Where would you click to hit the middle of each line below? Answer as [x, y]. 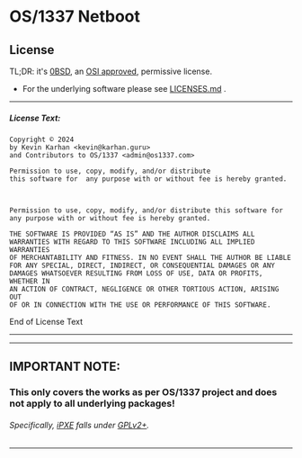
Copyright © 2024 [42, 139]
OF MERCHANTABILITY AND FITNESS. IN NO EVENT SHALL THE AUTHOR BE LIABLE [151, 257]
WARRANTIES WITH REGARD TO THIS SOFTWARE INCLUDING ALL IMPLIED [132, 242]
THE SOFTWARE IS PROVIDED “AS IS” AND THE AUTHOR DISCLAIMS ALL [132, 234]
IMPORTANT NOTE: [65, 367]
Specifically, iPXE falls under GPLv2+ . [80, 425]
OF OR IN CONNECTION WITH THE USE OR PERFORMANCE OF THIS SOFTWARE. [140, 305]
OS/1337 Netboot [75, 17]
